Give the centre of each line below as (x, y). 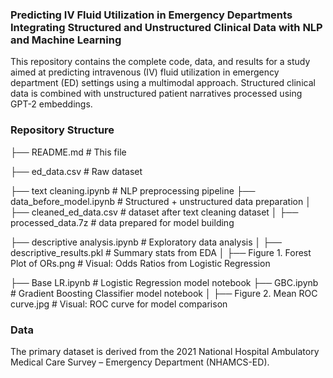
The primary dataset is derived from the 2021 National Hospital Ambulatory (165, 351)
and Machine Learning (66, 40)
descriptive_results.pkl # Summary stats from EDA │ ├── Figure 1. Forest (161, 252)
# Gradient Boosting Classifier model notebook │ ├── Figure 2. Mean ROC (164, 293)
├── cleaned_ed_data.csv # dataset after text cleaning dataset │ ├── (154, 212)
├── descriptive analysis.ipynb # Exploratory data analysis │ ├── (146, 242)
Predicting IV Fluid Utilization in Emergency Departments (151, 15)
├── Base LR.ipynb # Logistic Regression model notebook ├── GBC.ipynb (164, 282)
